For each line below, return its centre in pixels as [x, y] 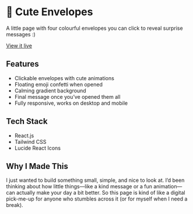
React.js [24, 135]
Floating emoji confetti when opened [59, 84]
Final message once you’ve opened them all [67, 96]
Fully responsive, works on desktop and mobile [71, 103]
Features [22, 64]
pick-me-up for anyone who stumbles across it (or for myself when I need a [97, 199]
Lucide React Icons [38, 148]
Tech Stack [27, 121]
